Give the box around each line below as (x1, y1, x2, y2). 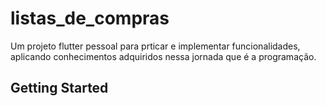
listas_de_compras (10, 7, 170, 30)
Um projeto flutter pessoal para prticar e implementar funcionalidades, (10, 40, 301, 52)
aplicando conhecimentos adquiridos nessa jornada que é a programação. (10, 50, 317, 62)
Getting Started (10, 80, 109, 97)
